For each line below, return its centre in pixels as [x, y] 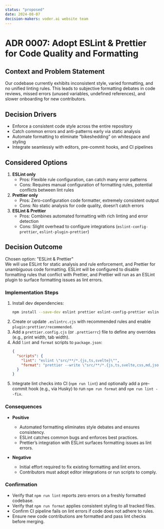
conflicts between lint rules [47, 190]
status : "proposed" [25, 10]
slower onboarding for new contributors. [46, 99]
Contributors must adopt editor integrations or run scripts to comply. [88, 472]
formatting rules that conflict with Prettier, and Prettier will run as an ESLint [80, 274]
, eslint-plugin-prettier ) [63, 232]
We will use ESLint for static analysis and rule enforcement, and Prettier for [80, 264]
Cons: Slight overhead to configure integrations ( [69, 226]
